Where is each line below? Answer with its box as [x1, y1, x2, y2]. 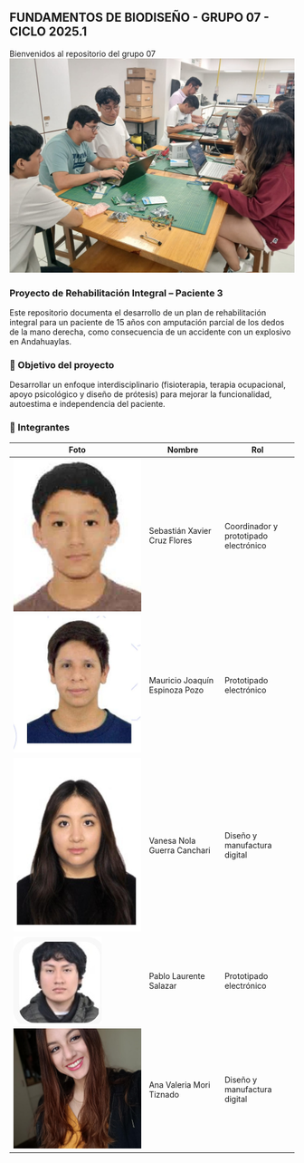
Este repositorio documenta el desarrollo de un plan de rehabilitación [9, 307, 267, 318]
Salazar [148, 981, 177, 992]
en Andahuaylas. [9, 336, 72, 347]
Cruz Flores [148, 535, 193, 546]
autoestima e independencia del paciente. [9, 399, 166, 410]
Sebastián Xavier [148, 526, 212, 537]
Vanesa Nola [148, 835, 196, 846]
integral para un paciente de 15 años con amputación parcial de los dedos [9, 317, 285, 328]
